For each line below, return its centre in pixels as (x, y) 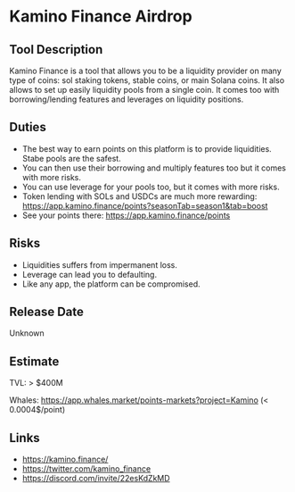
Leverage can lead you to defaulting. (90, 274)
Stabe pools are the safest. (72, 158)
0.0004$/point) (37, 410)
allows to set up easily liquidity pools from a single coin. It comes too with (144, 90)
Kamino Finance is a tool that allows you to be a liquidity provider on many (146, 71)
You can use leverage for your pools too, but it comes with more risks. (151, 187)
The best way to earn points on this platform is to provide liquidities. (147, 148)
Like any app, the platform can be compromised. (111, 284)
